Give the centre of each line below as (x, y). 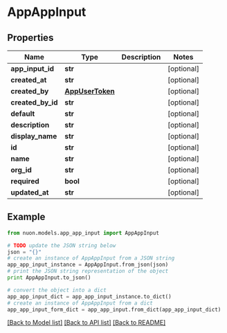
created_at (29, 80)
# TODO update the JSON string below (62, 245)
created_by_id (34, 102)
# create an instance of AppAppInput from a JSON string (91, 258)
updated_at (30, 192)
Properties (30, 38)
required (25, 181)
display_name (34, 136)
